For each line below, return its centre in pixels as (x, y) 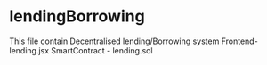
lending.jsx (29, 50)
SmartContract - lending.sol (102, 50)
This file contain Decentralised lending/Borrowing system (114, 41)
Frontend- (239, 41)
